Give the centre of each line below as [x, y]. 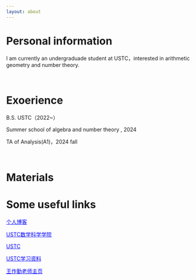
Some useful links [51, 204]
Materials [30, 177]
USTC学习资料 [24, 258]
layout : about [24, 12]
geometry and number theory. [43, 65]
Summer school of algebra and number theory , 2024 [71, 129]
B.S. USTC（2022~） [32, 117]
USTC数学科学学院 [29, 234]
